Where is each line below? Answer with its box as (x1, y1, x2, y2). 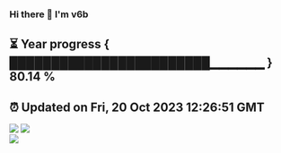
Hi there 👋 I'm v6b (9, 8, 89, 21)
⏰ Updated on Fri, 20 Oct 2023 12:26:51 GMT (9, 99, 265, 115)
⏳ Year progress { (9, 37, 110, 52)
